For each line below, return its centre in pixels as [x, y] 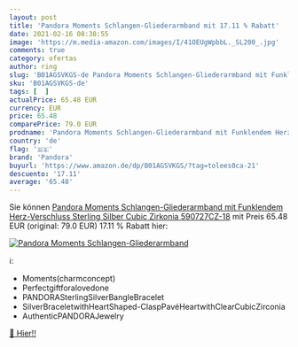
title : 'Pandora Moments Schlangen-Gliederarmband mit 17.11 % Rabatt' [144, 26]
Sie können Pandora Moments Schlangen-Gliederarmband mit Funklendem [146, 207]
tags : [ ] [29, 91]
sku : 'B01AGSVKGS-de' [49, 83]
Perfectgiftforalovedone [65, 288]
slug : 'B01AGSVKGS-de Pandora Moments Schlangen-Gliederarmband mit [138, 75]
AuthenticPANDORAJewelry [73, 316]
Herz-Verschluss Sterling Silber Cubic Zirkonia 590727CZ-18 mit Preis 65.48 [149, 217]
